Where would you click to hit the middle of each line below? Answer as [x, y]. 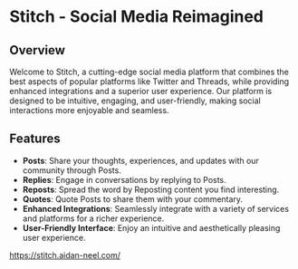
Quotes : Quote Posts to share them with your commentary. [132, 199]
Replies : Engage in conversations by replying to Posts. [124, 179]
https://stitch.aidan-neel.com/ [65, 255]
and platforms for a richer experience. [93, 218]
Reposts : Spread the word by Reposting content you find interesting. [151, 189]
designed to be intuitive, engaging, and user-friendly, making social [135, 101]
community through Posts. [72, 170]
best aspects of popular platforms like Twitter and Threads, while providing [149, 82]
